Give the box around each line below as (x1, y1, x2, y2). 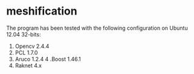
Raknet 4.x (15, 62, 42, 69)
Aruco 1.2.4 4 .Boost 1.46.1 (15, 55, 81, 62)
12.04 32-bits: (6, 30, 41, 38)
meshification (6, 4, 77, 18)
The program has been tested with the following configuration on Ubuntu (6, 24, 189, 32)
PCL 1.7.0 (15, 49, 38, 56)
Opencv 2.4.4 (15, 42, 50, 50)
